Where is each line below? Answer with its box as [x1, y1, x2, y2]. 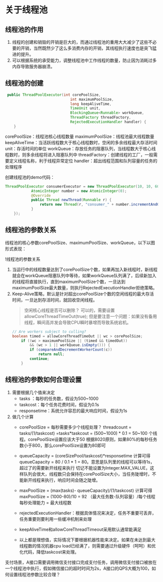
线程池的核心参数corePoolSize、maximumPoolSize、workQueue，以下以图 [5, 240, 155, 245]
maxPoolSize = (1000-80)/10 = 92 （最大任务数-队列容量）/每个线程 [19, 493, 156, 499]
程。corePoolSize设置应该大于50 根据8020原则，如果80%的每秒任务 [19, 436, 158, 442]
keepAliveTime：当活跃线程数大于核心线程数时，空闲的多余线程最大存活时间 [5, 139, 158, 145]
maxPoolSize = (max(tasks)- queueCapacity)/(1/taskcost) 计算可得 [19, 488, 152, 493]
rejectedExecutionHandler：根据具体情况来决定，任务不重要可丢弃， [19, 510, 157, 516]
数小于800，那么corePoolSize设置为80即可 [19, 442, 106, 448]
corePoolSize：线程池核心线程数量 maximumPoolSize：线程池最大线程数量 [5, 133, 154, 139]
